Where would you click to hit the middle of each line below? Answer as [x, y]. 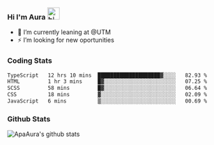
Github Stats [29, 119]
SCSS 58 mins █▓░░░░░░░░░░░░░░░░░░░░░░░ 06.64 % [107, 88]
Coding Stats [30, 61]
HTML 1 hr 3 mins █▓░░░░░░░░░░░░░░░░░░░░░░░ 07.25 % [107, 82]
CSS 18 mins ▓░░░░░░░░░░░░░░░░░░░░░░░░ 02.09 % [107, 95]
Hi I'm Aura [26, 17]
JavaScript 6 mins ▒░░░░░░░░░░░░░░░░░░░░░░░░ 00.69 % [107, 101]
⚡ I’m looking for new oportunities [66, 40]
